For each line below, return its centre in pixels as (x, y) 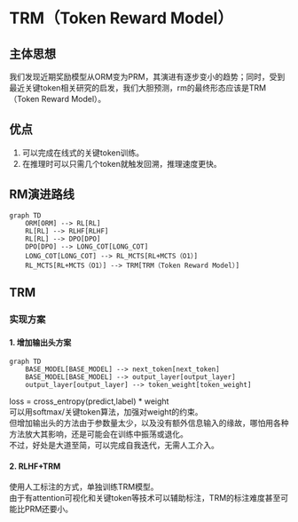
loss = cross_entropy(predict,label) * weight (89, 401)
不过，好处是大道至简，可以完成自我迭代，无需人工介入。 (114, 446)
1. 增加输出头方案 (40, 342)
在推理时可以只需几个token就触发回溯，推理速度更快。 (122, 163)
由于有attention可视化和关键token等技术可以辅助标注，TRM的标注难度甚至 (145, 498)
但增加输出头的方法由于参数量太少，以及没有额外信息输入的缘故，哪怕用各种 (149, 423)
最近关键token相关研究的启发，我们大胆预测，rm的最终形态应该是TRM (138, 88)
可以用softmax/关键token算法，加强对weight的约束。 (106, 412)
